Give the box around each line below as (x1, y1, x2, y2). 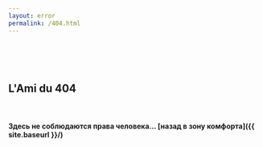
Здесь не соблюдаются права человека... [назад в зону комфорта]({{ (8, 121, 255, 131)
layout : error (8, 11, 56, 20)
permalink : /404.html (8, 19, 81, 27)
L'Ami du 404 (8, 81, 76, 95)
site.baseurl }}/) (8, 129, 64, 139)
